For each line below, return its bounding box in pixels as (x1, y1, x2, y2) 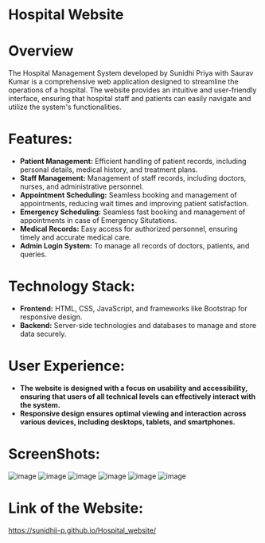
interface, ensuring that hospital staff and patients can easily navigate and (8, 94, 251, 104)
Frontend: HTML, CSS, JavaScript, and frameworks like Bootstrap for (19, 304, 248, 313)
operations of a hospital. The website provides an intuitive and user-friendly (8, 85, 257, 95)
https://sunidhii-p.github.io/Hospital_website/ (8, 525, 157, 535)
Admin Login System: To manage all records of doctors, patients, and (19, 241, 250, 251)
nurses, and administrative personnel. (19, 182, 144, 192)
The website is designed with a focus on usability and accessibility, (19, 383, 248, 393)
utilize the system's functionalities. (8, 102, 122, 112)
